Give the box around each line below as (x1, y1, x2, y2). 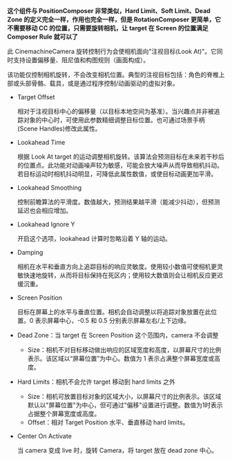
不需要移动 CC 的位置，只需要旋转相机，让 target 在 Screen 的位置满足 (7, 24, 209, 32)
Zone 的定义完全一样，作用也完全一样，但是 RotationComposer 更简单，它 (7, 15, 222, 23)
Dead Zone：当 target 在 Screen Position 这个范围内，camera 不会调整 (17, 331, 219, 339)
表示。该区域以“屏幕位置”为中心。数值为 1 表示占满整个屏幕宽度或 (27, 355, 215, 362)
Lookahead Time (17, 138, 66, 146)
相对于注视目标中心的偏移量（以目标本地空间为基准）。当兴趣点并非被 (17, 107, 214, 115)
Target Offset (17, 93, 55, 101)
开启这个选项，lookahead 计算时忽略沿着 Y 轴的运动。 (17, 235, 171, 242)
